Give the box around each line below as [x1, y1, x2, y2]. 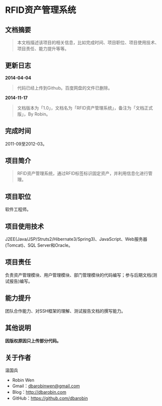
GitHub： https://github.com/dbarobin [12, 395, 88, 401]
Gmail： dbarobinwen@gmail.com [12, 383, 80, 389]
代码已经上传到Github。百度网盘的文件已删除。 [17, 85, 113, 91]
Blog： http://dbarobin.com [12, 389, 66, 395]
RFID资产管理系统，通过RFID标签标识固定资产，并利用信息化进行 [17, 171, 149, 176]
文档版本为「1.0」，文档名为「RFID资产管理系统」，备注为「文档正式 [17, 105, 153, 111]
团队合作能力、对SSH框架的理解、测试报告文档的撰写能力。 [5, 308, 126, 314]
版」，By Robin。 [17, 111, 51, 117]
